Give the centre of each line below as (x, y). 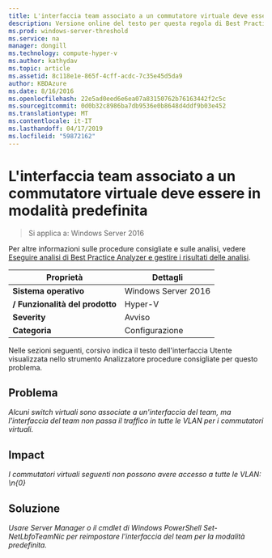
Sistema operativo (49, 290)
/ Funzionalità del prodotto (65, 304)
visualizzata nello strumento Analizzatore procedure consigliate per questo (133, 359)
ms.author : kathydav (43, 61)
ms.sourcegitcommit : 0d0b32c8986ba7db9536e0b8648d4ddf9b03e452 (117, 106)
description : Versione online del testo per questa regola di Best (125, 23)
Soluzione (34, 508)
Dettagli (168, 277)
